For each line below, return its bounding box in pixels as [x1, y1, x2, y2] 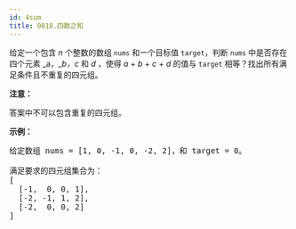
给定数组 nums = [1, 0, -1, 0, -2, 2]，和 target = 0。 [9, 145, 247, 156]
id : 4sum [9, 12, 42, 22]
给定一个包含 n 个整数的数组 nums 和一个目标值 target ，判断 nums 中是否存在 [9, 46, 288, 58]
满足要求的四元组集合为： [9, 166, 103, 176]
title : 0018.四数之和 [9, 21, 84, 30]
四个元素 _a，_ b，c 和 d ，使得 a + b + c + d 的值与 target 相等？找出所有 [9, 58, 280, 69]
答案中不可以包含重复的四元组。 [9, 107, 126, 118]
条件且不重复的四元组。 [16, 69, 103, 80]
